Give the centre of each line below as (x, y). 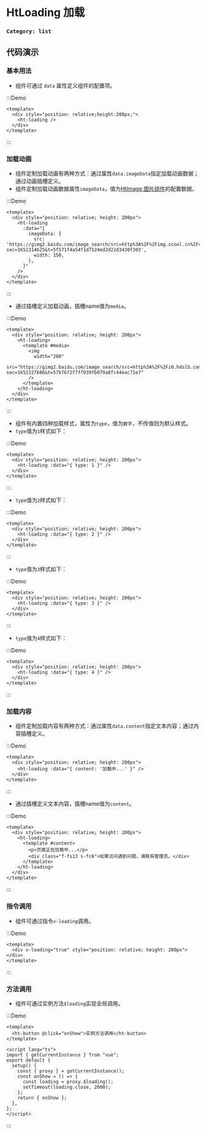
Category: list (29, 32)
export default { (29, 1060)
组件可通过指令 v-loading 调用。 (55, 921)
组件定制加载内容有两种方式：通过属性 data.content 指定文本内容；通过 (104, 726)
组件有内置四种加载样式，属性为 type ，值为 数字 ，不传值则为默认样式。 (103, 423)
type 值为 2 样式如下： (41, 500)
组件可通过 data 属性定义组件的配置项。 (65, 85)
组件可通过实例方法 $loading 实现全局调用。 (69, 1003)
